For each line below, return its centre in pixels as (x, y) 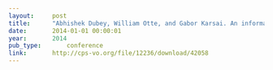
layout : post (38, 16)
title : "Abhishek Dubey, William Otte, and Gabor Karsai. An (123, 23)
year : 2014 (38, 38)
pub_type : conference (56, 46)
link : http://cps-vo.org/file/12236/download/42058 (108, 53)
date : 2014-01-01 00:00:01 (65, 31)
